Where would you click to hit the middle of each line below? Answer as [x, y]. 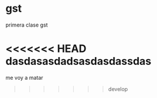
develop [118, 89]
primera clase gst [27, 25]
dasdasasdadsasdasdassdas [78, 61]
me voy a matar [24, 77]
